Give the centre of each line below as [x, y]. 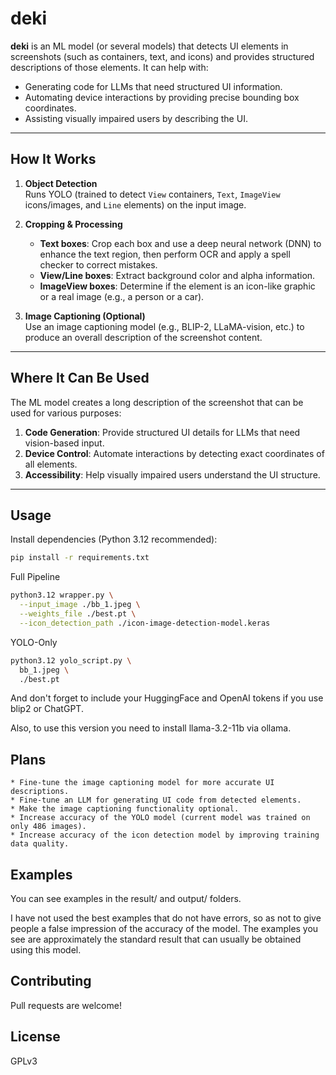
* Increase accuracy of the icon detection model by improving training [165, 835]
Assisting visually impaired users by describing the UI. [136, 118]
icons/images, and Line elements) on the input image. [135, 204]
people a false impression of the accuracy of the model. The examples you [164, 928]
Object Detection [61, 183]
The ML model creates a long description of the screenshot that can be [157, 402]
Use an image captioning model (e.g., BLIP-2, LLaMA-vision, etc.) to [164, 326]
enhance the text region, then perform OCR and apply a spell [165, 254]
